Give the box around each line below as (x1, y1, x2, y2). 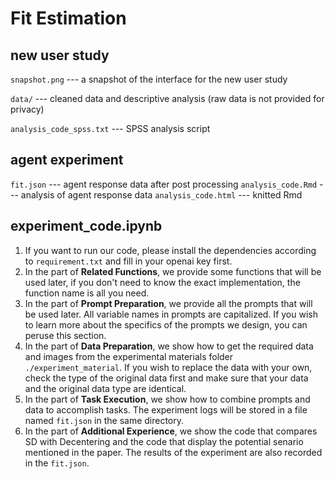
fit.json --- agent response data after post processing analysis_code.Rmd (10, 178, 318, 190)
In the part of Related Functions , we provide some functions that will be (24, 265, 322, 277)
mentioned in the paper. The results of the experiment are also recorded (24, 446, 323, 458)
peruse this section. (24, 329, 107, 341)
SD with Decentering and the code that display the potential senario (24, 435, 304, 447)
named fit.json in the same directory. (24, 414, 185, 426)
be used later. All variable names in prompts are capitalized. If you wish (24, 308, 318, 320)
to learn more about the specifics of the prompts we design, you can (24, 318, 308, 331)
